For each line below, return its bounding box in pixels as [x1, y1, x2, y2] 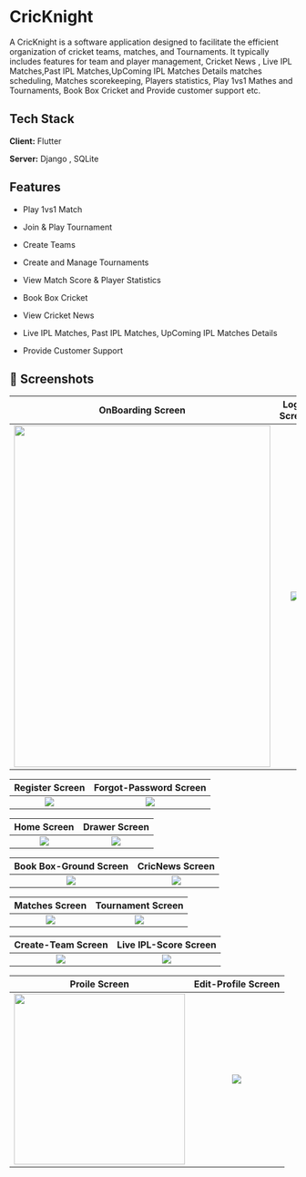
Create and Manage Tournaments [22, 257, 149, 268]
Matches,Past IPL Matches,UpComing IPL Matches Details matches [9, 66, 262, 77]
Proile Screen [69, 977, 129, 990]
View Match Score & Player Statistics [22, 274, 161, 285]
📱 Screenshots [9, 371, 95, 386]
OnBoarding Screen [98, 404, 187, 416]
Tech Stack [9, 111, 75, 127]
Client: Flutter [9, 135, 62, 147]
